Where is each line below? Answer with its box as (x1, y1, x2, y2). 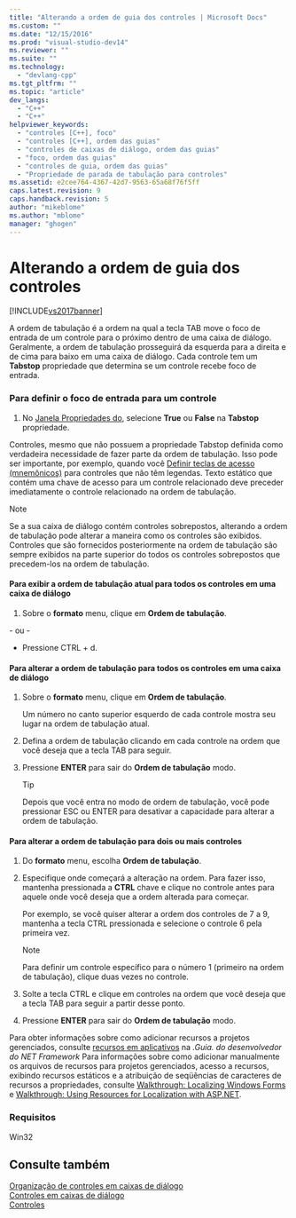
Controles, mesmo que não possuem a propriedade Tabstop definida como (9, 439, 284, 449)
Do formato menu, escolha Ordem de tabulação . (21, 856, 202, 866)
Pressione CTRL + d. (21, 642, 97, 652)
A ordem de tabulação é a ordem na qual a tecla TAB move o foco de (9, 323, 261, 334)
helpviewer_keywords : (9, 121, 90, 130)
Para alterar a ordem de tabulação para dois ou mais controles (9, 835, 242, 846)
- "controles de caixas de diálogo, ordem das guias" (17, 145, 220, 154)
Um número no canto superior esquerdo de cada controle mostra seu (21, 709, 277, 720)
